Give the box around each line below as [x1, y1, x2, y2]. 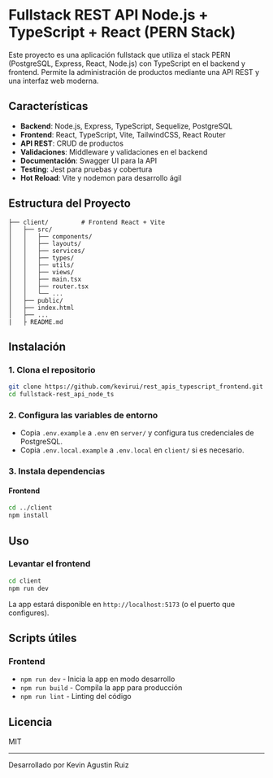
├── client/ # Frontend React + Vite [8, 218, 165, 226]
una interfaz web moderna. [8, 76, 99, 85]
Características [8, 99, 89, 113]
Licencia [8, 715, 53, 729]
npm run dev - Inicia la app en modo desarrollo [19, 674, 175, 684]
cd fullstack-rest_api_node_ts [8, 391, 115, 399]
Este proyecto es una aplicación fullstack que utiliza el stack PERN [8, 50, 231, 59]
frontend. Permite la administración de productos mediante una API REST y [8, 67, 260, 76]
